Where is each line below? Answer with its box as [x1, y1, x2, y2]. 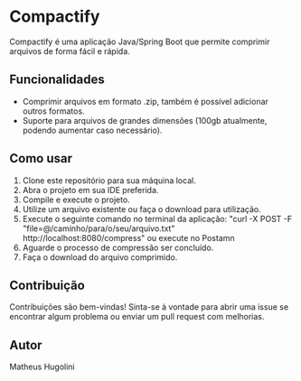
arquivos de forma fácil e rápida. [9, 45, 131, 56]
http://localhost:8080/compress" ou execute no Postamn [22, 232, 235, 243]
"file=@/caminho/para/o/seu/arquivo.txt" [22, 223, 175, 234]
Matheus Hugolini [9, 361, 75, 372]
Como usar [9, 151, 73, 166]
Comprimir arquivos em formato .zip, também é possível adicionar [22, 96, 269, 107]
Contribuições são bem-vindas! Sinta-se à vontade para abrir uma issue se [9, 302, 289, 312]
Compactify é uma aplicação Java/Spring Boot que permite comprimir [9, 36, 270, 47]
